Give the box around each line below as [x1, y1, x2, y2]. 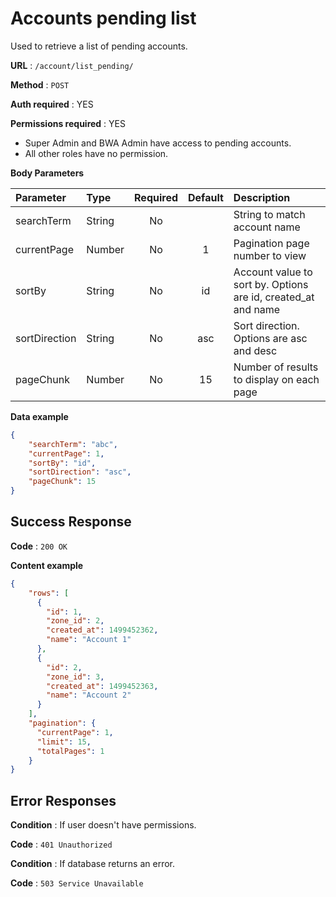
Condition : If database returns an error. [10, 858, 176, 870]
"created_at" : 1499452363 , [46, 681, 159, 691]
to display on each [233, 372, 320, 386]
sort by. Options [233, 277, 309, 291]
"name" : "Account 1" [46, 635, 132, 645]
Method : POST [10, 78, 70, 91]
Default [188, 190, 224, 204]
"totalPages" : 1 [36, 746, 105, 756]
